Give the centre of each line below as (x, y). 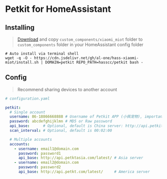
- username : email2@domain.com (46, 163)
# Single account (28, 112)
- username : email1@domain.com (46, 149)
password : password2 (40, 167)
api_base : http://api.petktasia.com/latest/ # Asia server (81, 158)
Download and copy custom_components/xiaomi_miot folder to (80, 39)
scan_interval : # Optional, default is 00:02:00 (61, 131)
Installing (20, 28)
